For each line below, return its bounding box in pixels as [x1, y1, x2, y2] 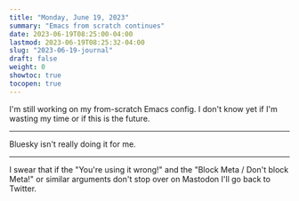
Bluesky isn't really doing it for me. [9, 139, 136, 149]
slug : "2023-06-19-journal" [9, 46, 114, 55]
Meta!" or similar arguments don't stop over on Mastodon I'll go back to [9, 173, 271, 184]
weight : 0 [9, 63, 46, 72]
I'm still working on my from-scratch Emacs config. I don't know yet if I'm [9, 103, 278, 114]
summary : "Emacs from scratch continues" [9, 21, 166, 30]
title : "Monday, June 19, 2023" [9, 12, 129, 22]
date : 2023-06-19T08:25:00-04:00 [9, 29, 133, 38]
